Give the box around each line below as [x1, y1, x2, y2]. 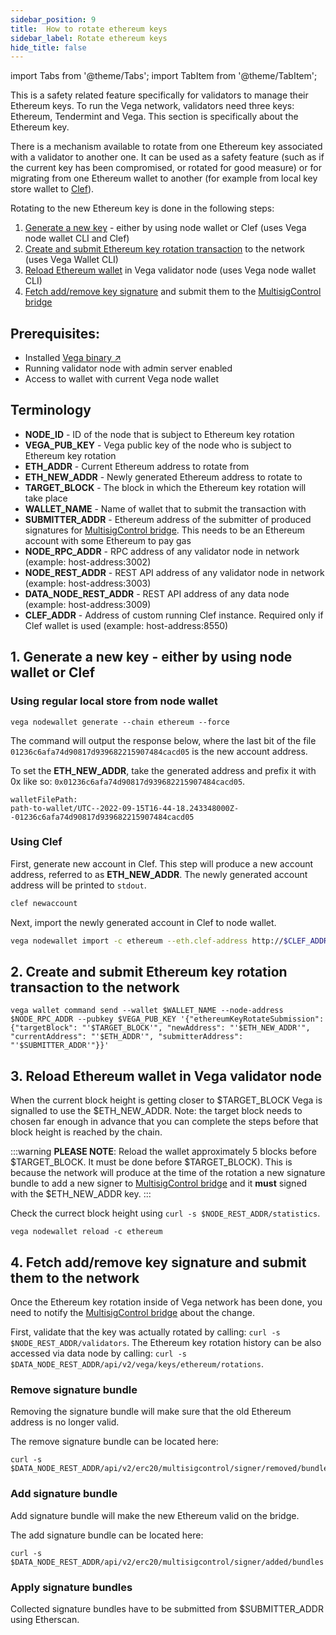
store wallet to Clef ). [10, 183, 95, 195]
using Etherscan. [10, 1613, 80, 1625]
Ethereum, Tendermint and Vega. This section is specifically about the [10, 111, 299, 123]
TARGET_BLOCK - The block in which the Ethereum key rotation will [24, 481, 307, 493]
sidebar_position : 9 [10, 14, 97, 25]
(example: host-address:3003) [24, 577, 152, 589]
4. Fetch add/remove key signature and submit [10, 1254, 307, 1271]
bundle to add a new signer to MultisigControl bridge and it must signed [10, 1177, 308, 1190]
